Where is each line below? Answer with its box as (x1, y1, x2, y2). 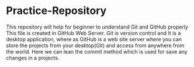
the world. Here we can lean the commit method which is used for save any (6, 48, 188, 55)
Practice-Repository (6, 4, 107, 17)
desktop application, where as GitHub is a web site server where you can (6, 36, 182, 43)
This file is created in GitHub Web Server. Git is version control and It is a (6, 29, 181, 36)
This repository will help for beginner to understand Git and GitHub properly (6, 23, 189, 30)
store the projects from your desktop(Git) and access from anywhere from (6, 42, 185, 49)
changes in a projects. (6, 54, 60, 61)
